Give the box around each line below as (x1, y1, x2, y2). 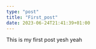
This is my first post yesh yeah (6, 36, 83, 44)
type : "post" (6, 8, 39, 15)
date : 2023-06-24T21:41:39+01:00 (6, 20, 91, 26)
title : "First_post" (6, 14, 59, 20)
